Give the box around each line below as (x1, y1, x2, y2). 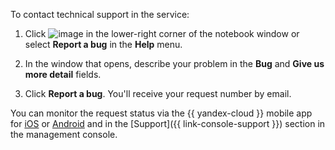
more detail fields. (24, 69, 102, 80)
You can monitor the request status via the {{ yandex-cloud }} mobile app (10, 107, 313, 119)
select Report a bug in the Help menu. (24, 39, 183, 50)
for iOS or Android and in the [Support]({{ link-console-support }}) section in (10, 118, 326, 129)
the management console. (10, 129, 118, 140)
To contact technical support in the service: (10, 9, 190, 20)
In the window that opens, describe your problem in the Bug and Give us (24, 58, 325, 69)
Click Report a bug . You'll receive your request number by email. (24, 88, 292, 99)
